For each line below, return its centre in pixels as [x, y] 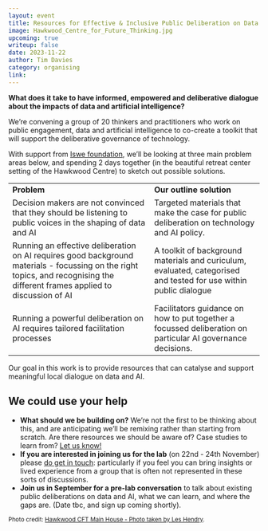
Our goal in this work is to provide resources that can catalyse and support [131, 368]
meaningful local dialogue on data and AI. [77, 376]
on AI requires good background [73, 255]
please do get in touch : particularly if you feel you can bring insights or [136, 462]
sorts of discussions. [54, 480]
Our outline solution [193, 190]
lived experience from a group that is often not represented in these [131, 471]
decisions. [173, 348]
